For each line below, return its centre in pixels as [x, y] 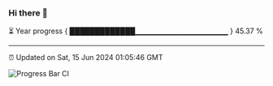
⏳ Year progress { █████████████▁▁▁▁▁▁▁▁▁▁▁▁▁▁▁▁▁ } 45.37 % [136, 31]
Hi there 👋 [28, 13]
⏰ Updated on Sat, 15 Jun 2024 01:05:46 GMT [86, 58]
